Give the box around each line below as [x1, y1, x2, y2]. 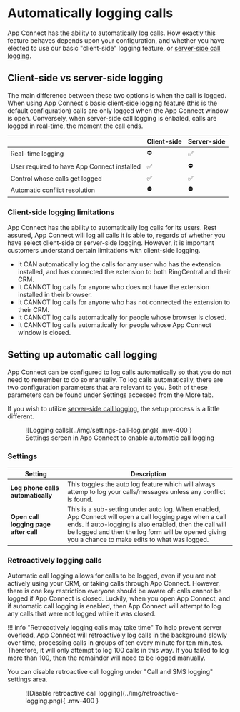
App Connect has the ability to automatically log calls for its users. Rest [7, 224, 217, 232]
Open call [10, 513, 40, 521]
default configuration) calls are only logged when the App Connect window [7, 106, 229, 115]
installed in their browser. [17, 291, 93, 299]
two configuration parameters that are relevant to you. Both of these [7, 383, 209, 391]
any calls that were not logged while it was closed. [7, 609, 156, 618]
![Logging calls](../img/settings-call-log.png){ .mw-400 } [25, 426, 193, 434]
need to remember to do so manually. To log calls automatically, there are [7, 375, 224, 383]
